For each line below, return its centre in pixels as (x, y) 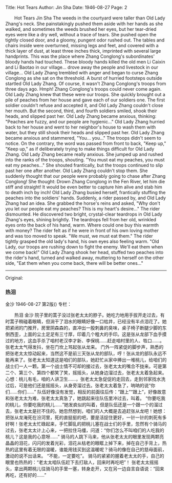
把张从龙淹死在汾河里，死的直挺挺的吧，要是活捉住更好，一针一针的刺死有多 (86, 417)
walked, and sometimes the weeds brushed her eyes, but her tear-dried (81, 29)
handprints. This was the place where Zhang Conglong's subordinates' (80, 56)
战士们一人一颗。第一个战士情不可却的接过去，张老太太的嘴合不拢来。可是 (84, 366)
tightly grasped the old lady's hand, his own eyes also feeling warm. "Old (82, 241)
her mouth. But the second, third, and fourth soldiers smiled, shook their (81, 111)
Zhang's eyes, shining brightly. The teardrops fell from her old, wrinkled (81, 219)
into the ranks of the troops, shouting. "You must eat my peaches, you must (85, 160)
